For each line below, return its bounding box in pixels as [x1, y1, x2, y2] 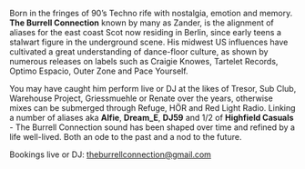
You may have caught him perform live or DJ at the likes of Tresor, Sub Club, [9, 84, 297, 94]
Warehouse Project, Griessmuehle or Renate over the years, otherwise [9, 93, 273, 104]
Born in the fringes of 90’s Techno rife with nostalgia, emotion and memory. [9, 8, 293, 18]
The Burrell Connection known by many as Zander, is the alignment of [9, 17, 275, 28]
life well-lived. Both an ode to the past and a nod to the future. [9, 132, 242, 142]
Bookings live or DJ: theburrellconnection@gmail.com [9, 149, 212, 160]
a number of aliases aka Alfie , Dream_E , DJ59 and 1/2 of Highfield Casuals [9, 113, 294, 123]
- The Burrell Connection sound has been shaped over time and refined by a [9, 122, 296, 133]
